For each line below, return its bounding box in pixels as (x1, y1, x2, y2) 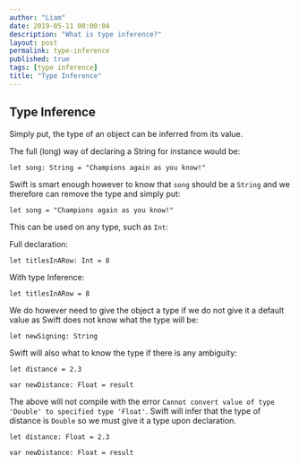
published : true (9, 55, 70, 64)
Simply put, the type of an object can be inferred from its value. (9, 128, 243, 139)
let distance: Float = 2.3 (9, 432, 110, 442)
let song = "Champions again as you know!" (9, 205, 175, 215)
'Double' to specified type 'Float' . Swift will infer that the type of (9, 405, 261, 417)
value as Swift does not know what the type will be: (9, 314, 199, 325)
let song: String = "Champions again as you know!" (9, 163, 206, 172)
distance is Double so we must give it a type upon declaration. (9, 415, 237, 425)
